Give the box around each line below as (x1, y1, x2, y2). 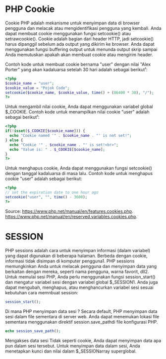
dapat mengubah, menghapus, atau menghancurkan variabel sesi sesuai (5, 284, 154, 290)
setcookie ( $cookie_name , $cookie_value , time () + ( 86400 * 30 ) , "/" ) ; (5, 90, 154, 95)
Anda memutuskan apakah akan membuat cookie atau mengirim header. (5, 51, 153, 58)
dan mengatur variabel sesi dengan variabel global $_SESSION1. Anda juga (5, 279, 158, 285)
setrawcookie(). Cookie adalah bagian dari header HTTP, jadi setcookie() (5, 36, 154, 42)
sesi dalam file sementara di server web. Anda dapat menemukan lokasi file (5, 313, 160, 319)
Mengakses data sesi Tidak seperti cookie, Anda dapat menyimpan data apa (5, 337, 162, 344)
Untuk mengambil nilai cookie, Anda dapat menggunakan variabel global (5, 103, 153, 110)
